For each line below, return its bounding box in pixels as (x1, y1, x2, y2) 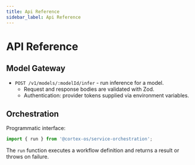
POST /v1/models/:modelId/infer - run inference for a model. (14, 79, 164, 86)
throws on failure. (6, 153, 49, 160)
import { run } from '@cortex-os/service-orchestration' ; (6, 136, 153, 142)
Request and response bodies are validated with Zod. (23, 85, 155, 93)
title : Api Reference (6, 8, 60, 15)
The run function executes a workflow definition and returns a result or (6, 147, 180, 154)
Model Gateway (6, 64, 65, 74)
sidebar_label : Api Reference (6, 14, 81, 20)
